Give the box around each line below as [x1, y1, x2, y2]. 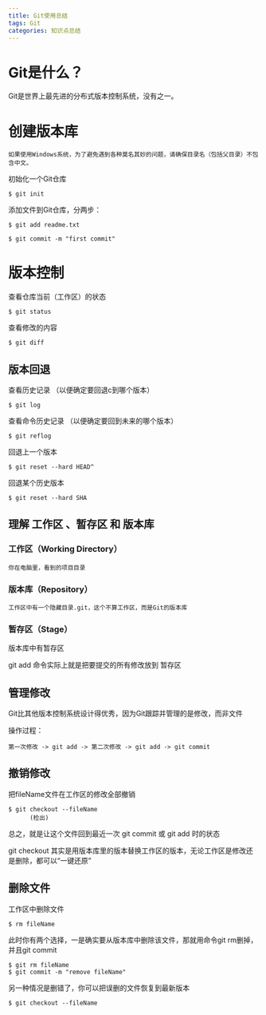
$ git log [8, 401, 41, 409]
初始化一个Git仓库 [8, 174, 67, 184]
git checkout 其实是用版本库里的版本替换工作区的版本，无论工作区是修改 [8, 846, 247, 855]
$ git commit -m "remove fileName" [8, 968, 127, 976]
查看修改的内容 [8, 323, 57, 332]
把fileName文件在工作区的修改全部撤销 [8, 789, 135, 799]
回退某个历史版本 [8, 478, 65, 487]
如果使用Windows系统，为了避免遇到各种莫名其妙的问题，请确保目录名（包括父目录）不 [8, 151, 253, 159]
